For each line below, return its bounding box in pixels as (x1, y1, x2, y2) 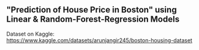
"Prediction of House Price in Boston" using (6, 5, 177, 15)
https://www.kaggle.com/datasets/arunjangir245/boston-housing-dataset (6, 36, 193, 44)
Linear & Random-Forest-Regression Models (6, 14, 179, 25)
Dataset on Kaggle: (6, 30, 55, 37)
